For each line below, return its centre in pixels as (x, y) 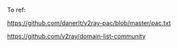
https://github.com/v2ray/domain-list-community (77, 36)
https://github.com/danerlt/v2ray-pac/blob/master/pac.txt (89, 23)
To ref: (16, 10)
